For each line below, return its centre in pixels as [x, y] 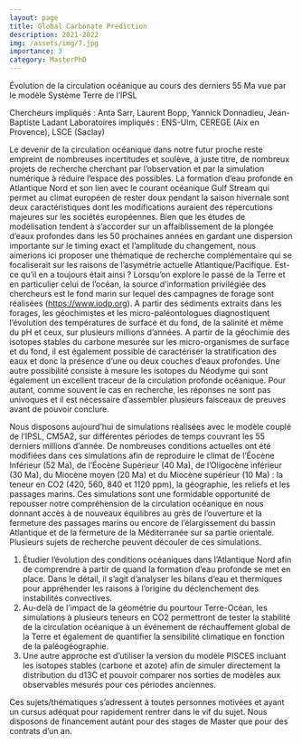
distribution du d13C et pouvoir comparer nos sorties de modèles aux [151, 675]
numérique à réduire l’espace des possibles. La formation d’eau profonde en [151, 178]
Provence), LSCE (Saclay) [57, 132]
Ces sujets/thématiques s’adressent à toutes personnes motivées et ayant [147, 702]
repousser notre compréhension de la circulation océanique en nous [137, 504]
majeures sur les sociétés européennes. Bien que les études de [127, 217]
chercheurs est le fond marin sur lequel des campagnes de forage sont [142, 294]
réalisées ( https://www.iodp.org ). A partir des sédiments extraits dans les [146, 303]
